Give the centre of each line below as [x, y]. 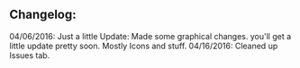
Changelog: [43, 15]
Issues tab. [30, 55]
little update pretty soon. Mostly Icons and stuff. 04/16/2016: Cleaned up [144, 46]
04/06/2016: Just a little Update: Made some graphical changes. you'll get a [150, 36]
